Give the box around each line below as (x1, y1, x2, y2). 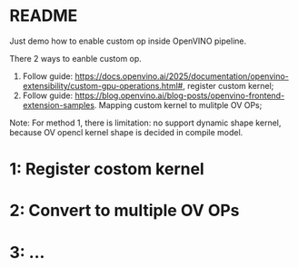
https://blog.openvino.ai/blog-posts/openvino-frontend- (74, 90, 285, 101)
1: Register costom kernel (9, 159, 204, 180)
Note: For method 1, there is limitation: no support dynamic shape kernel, (9, 117, 282, 128)
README (9, 5, 78, 26)
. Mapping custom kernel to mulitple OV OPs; (94, 99, 263, 110)
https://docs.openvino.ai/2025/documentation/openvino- (74, 70, 289, 82)
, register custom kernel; (183, 80, 274, 91)
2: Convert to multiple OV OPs (9, 201, 240, 221)
